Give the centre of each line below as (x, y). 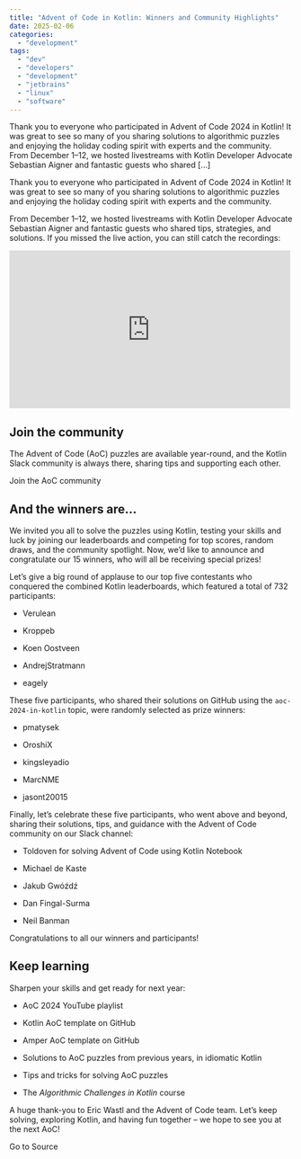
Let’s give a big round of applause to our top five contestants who (131, 577)
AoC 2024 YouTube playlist (73, 1005)
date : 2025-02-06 (42, 26)
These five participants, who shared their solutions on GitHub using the (141, 700)
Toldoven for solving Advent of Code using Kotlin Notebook (132, 851)
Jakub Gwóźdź (50, 886)
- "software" (42, 101)
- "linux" (35, 93)
